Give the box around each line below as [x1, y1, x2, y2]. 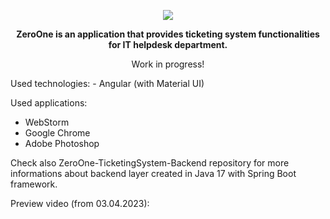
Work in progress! [131, 58, 205, 70]
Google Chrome [24, 127, 91, 139]
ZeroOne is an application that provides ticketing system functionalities [16, 28, 320, 40]
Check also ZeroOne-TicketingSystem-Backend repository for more [10, 157, 290, 169]
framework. [10, 178, 58, 190]
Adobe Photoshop [24, 138, 100, 149]
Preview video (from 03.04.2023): [10, 198, 150, 209]
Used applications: [10, 97, 88, 109]
